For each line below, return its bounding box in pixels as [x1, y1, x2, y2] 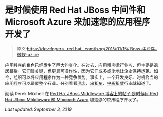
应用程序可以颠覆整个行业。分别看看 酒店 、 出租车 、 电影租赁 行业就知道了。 [5, 80, 154, 86]
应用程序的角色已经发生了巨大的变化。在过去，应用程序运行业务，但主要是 [5, 62, 154, 68]
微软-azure [16, 51, 39, 57]
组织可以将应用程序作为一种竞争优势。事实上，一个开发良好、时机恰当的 [13, 74, 158, 80]
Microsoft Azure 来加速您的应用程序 [5, 17, 150, 28]
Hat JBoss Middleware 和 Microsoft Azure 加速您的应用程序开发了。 [5, 97, 141, 102]
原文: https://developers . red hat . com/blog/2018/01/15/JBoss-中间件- [16, 46, 157, 51]
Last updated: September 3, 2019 [5, 106, 72, 112]
